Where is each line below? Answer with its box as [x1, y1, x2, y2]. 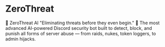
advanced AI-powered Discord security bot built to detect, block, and [5, 25, 153, 31]
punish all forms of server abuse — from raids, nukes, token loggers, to [5, 30, 156, 36]
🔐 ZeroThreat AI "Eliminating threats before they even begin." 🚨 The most [5, 20, 160, 26]
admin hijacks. [5, 36, 36, 42]
